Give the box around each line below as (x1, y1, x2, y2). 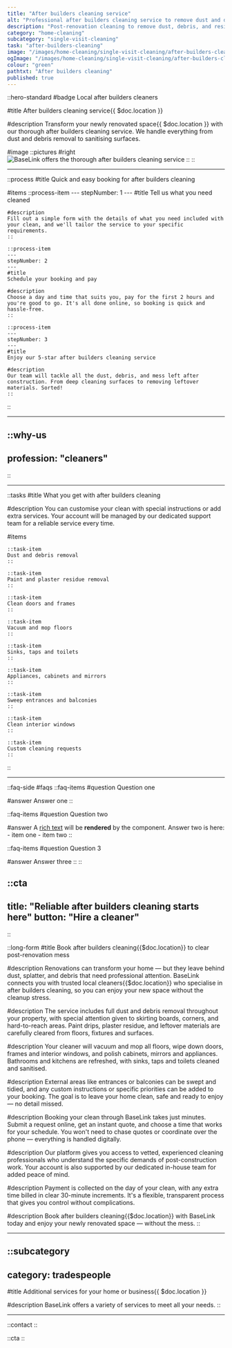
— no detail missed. (7, 1099, 64, 1108)
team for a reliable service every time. (7, 519, 115, 527)
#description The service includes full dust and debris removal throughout (7, 1006, 219, 1015)
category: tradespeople (7, 1269, 112, 1281)
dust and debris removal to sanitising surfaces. (7, 135, 141, 143)
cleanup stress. (7, 993, 51, 1001)
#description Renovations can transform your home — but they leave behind (7, 964, 225, 972)
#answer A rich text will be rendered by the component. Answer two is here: (7, 823, 225, 831)
